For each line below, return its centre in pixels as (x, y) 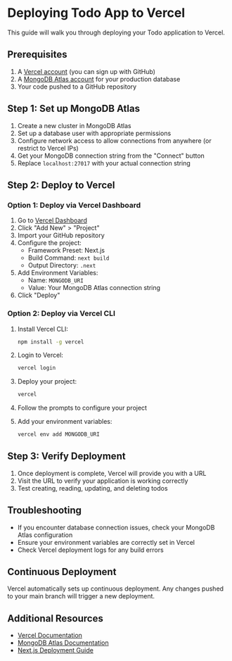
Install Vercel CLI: (43, 329)
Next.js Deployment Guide (55, 650)
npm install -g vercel (51, 342)
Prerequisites (37, 55)
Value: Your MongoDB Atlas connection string (94, 288)
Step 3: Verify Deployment (66, 457)
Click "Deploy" (39, 295)
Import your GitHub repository (61, 235)
